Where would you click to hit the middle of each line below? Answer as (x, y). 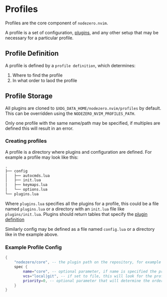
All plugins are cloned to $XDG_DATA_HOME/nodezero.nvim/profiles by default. (83, 108)
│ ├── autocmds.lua (28, 176)
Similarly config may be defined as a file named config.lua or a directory (80, 229)
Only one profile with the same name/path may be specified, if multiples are (83, 123)
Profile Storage (29, 96)
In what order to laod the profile (45, 80)
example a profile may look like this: (42, 157)
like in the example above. (32, 234)
